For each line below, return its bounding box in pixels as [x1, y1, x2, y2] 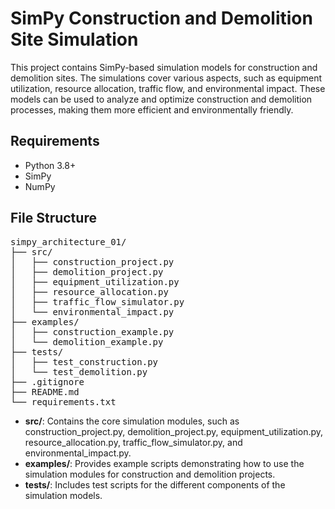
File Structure [10, 210, 97, 227]
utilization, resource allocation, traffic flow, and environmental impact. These [10, 82, 326, 94]
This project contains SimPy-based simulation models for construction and [10, 61, 318, 73]
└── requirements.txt [10, 396, 117, 407]
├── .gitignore [10, 376, 85, 387]
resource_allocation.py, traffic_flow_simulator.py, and [24, 436, 243, 448]
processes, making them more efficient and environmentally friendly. [10, 103, 294, 116]
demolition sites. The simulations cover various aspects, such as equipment [10, 72, 323, 84]
